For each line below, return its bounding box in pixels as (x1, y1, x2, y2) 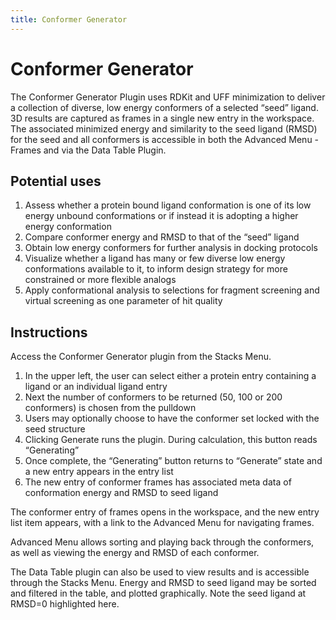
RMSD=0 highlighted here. (10, 598, 120, 610)
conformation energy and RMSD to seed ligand (24, 487, 219, 499)
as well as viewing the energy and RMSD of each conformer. (10, 547, 260, 559)
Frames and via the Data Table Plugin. (10, 144, 167, 156)
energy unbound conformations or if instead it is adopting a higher (24, 210, 299, 222)
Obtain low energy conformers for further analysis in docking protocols (24, 242, 318, 254)
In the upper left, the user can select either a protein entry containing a (24, 370, 317, 382)
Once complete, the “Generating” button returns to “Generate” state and (24, 455, 323, 467)
